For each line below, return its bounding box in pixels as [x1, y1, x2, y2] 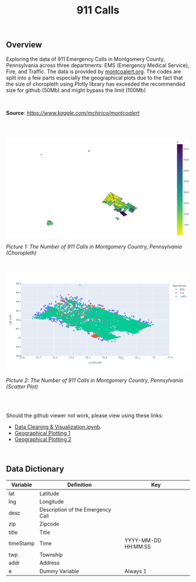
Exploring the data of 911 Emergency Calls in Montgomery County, [6, 55, 165, 62]
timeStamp [8, 540, 35, 547]
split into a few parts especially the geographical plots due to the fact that [6, 74, 183, 81]
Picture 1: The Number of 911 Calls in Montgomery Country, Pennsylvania [6, 243, 182, 250]
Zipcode [39, 520, 60, 527]
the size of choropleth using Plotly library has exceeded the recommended [6, 80, 185, 87]
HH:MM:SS [124, 543, 151, 550]
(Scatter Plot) [6, 383, 38, 390]
